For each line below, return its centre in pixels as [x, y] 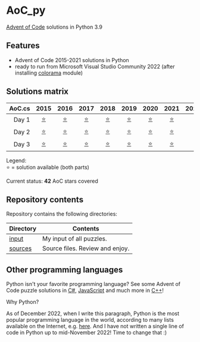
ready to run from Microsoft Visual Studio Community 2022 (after [95, 66]
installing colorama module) [49, 73]
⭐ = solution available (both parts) [48, 167]
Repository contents [45, 200]
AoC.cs [20, 108]
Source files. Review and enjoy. [86, 248]
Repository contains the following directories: [62, 214]
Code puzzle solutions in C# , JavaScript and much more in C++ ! [85, 291]
